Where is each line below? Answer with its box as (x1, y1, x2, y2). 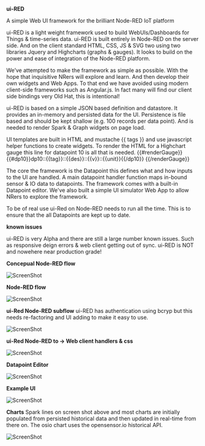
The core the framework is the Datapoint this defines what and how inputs (6, 167, 193, 174)
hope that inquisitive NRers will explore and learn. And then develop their (6, 73, 190, 80)
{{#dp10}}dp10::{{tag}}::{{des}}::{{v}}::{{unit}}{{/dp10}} (6, 155, 145, 163)
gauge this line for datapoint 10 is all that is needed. (6, 149, 136, 156)
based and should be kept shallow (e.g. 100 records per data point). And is (6, 117, 194, 125)
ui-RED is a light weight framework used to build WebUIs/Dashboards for (6, 29, 190, 36)
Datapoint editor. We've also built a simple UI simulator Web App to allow (6, 186, 189, 194)
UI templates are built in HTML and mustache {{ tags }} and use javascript (6, 136, 192, 143)
